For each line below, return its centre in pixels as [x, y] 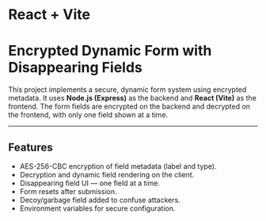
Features [30, 147]
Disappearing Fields [75, 68]
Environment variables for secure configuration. [97, 208]
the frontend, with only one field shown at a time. [88, 115]
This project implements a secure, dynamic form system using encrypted [127, 90]
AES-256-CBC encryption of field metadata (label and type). [118, 166]
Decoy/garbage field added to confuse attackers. [100, 200]
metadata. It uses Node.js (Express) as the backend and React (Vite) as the [133, 98]
